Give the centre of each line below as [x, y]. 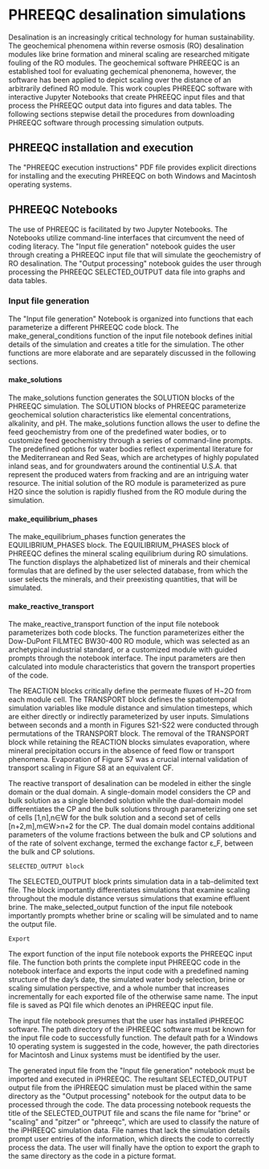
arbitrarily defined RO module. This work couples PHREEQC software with [130, 88]
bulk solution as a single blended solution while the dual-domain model [126, 801]
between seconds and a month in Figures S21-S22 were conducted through [134, 725]
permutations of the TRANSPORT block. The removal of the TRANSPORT [129, 734]
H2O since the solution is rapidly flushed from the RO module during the [128, 492]
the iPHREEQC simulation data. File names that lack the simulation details [129, 1130]
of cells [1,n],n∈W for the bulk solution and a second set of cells [114, 817]
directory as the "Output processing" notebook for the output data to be [127, 1097]
